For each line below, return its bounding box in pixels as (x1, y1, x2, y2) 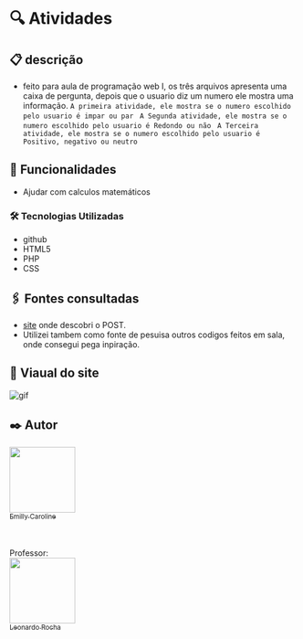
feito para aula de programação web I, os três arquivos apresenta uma (22, 80, 287, 91)
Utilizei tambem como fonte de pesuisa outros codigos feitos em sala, (22, 329, 286, 340)
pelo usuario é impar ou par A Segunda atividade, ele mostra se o (22, 112, 287, 121)
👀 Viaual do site (9, 366, 99, 381)
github (22, 234, 47, 245)
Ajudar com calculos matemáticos (22, 186, 151, 197)
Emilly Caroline (9, 512, 57, 521)
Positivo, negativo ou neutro (22, 137, 139, 146)
